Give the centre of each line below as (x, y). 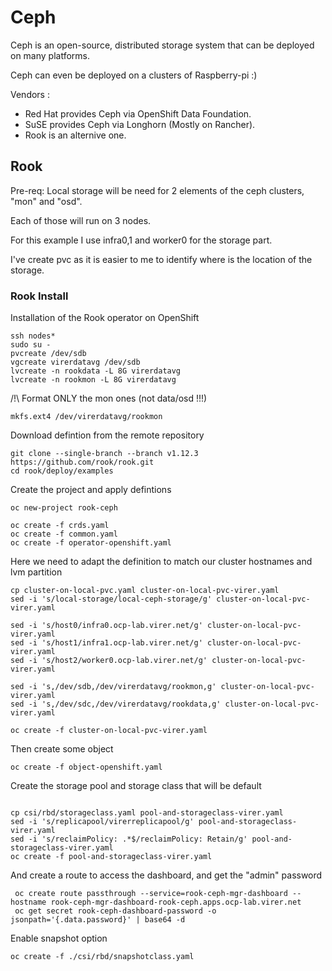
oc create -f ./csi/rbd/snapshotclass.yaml (102, 957)
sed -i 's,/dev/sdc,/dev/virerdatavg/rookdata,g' (116, 704)
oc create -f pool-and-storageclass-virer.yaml (111, 857)
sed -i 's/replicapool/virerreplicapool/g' (102, 822)
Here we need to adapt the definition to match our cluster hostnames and (161, 562)
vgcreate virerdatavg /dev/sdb (75, 362)
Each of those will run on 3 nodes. (81, 220)
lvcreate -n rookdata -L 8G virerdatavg (96, 371)
